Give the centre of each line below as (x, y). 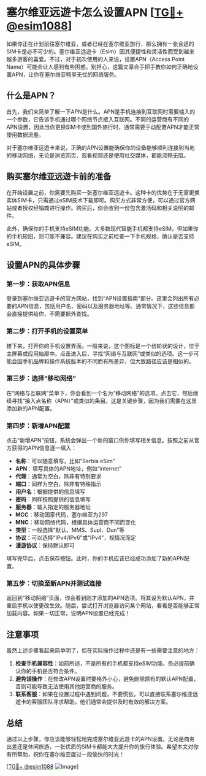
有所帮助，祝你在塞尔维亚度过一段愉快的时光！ (65, 755)
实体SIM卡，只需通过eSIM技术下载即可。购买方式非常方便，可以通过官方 (98, 200)
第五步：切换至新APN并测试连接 (54, 583)
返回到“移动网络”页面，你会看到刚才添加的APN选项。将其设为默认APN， (98, 598)
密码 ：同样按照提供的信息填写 (53, 499)
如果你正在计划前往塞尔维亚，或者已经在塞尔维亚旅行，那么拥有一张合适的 (100, 44)
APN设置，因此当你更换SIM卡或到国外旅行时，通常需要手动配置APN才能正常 (103, 127)
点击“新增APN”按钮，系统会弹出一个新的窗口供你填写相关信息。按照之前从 (100, 440)
